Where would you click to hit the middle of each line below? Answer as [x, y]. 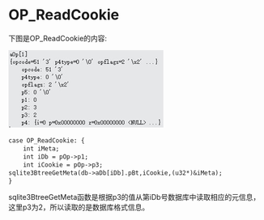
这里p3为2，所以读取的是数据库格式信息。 [79, 207]
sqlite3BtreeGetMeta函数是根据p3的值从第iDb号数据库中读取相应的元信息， [134, 197]
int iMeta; [41, 148]
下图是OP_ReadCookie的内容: [58, 38]
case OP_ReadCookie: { [47, 140]
